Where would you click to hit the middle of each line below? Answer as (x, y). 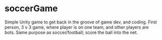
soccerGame (31, 9)
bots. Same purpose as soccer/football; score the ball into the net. (71, 32)
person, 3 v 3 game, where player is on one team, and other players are (77, 27)
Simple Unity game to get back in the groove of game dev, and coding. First (81, 22)
